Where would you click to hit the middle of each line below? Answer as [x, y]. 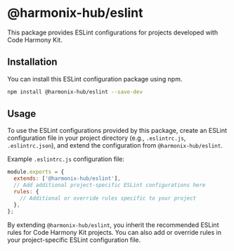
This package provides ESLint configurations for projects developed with [113, 32]
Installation [32, 62]
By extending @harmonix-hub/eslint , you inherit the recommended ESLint [113, 225]
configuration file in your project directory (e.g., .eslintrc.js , [97, 138]
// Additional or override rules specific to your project [108, 198]
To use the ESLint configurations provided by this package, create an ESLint [117, 131]
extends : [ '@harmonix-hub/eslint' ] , [67, 179]
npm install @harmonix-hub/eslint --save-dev [75, 92]
